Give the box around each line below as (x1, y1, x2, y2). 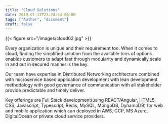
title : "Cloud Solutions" (5, 7, 60, 13)
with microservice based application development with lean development (5, 76, 158, 82)
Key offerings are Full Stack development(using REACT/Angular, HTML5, (5, 97, 156, 103)
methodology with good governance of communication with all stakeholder (5, 82, 162, 88)
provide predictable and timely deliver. (5, 87, 85, 94)
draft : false (5, 21, 33, 27)
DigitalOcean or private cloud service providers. (5, 113, 105, 119)
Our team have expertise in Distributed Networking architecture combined (5, 71, 159, 77)
